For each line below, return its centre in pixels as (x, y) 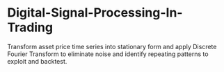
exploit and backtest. (37, 61)
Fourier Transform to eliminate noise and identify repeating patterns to (108, 54)
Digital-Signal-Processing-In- (95, 13)
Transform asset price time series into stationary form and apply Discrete (112, 46)
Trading (30, 27)
